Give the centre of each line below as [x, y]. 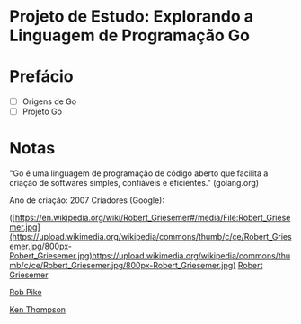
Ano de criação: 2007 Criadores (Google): [87, 200]
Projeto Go [42, 112]
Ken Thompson [37, 310]
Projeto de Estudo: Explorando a [132, 17]
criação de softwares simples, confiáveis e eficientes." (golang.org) [134, 183]
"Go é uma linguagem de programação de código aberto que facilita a [139, 173]
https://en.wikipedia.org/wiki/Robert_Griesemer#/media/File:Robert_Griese [153, 218]
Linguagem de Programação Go [129, 35]
